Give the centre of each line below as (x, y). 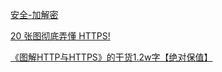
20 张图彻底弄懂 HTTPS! (60, 36)
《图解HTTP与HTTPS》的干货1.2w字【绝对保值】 (111, 57)
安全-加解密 (34, 14)
